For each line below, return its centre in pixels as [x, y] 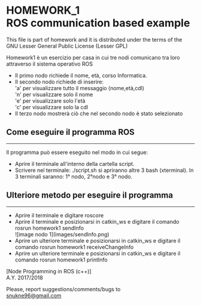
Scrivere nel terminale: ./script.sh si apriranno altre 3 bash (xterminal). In [104, 170]
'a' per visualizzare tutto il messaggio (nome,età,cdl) [80, 88]
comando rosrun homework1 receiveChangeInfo [74, 247]
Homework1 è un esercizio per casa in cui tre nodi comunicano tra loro [93, 57]
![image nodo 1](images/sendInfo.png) [62, 234]
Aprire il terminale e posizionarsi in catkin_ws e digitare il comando [97, 221]
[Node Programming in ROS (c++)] [49, 271]
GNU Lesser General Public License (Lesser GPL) [67, 46]
